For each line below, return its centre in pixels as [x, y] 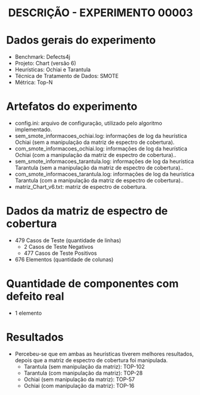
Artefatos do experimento [72, 106]
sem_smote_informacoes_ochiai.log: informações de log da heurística [101, 136]
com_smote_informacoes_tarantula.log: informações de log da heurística [104, 174]
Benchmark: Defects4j [43, 57]
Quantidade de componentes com [93, 284]
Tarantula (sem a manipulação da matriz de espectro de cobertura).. [99, 168]
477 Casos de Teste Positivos [60, 253]
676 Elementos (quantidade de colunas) [64, 260]
